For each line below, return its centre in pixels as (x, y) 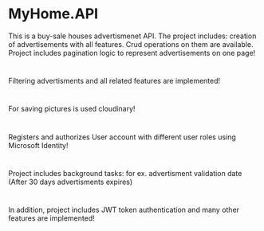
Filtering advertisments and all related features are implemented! (114, 81)
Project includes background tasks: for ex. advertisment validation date (125, 173)
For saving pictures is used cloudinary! (72, 109)
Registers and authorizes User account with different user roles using (122, 137)
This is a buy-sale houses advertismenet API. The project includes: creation (132, 36)
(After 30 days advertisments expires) (71, 182)
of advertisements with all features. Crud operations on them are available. (131, 44)
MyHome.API (53, 14)
